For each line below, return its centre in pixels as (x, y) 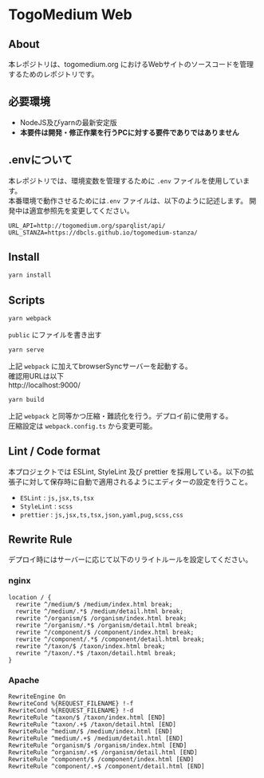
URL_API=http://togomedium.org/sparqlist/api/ (87, 226)
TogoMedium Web (71, 15)
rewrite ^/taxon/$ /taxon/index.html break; (91, 646)
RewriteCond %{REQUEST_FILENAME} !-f (71, 703)
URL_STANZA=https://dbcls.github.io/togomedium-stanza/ (103, 233)
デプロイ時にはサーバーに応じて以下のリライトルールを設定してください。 (130, 560)
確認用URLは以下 (36, 375)
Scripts (27, 300)
